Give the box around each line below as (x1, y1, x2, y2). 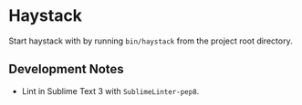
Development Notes (8, 62, 124, 77)
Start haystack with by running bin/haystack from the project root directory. (8, 35, 293, 46)
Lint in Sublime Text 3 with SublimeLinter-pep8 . (21, 85, 200, 96)
